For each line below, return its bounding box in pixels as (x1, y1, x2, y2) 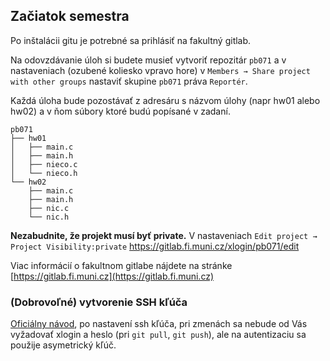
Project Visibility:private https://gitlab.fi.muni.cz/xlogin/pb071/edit (10, 240, 300, 252)
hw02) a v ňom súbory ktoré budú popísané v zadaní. (10, 105, 231, 117)
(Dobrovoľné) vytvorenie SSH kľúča (10, 295, 188, 309)
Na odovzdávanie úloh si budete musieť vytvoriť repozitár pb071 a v (10, 54, 287, 66)
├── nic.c (28, 203, 70, 213)
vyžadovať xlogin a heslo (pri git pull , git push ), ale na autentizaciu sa (10, 329, 307, 341)
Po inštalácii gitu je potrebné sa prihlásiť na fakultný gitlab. (10, 34, 252, 46)
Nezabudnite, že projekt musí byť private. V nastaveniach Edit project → (10, 229, 318, 241)
